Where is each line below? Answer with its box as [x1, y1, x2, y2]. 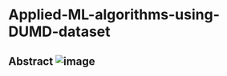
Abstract [8, 54, 54, 68]
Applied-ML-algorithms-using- [8, 6, 221, 24]
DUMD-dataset [8, 22, 111, 41]
